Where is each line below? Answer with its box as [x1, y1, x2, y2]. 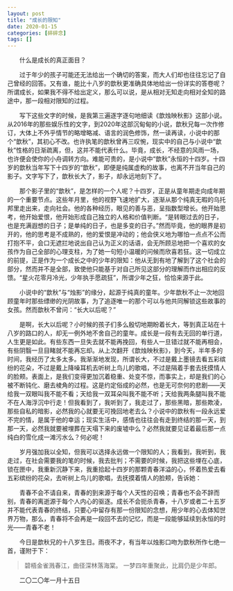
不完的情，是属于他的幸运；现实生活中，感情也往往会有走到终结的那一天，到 [7, 416, 226, 424]
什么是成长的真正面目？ [19, 56, 87, 65]
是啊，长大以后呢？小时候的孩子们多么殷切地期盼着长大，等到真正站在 [19, 320, 220, 329]
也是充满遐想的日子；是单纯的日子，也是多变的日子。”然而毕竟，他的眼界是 [7, 221, 220, 230]
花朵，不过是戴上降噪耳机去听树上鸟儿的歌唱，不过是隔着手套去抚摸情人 [19, 363, 226, 372]
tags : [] [7, 36, 33, 43]
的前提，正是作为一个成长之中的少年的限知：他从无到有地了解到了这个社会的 [7, 256, 226, 264]
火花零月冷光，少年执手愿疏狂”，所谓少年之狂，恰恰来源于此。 [28, 273, 207, 282]
